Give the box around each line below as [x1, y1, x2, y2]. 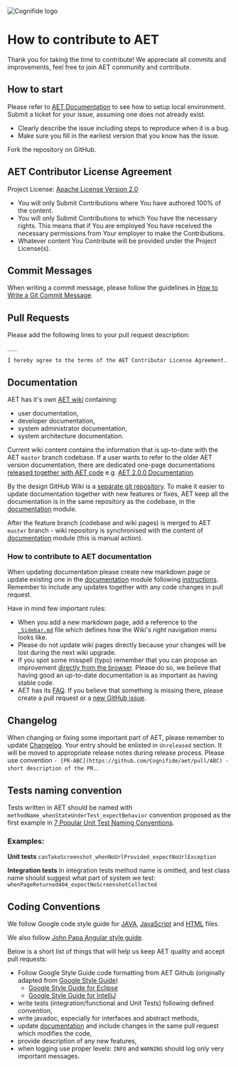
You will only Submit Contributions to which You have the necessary [17, 214, 217, 222]
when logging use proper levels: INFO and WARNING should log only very [17, 1044, 225, 1053]
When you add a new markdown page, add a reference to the [17, 618, 198, 627]
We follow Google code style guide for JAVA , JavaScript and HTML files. [7, 919, 220, 928]
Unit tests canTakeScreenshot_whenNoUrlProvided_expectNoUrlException [7, 852, 217, 861]
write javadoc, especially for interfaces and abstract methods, [17, 1014, 200, 1023]
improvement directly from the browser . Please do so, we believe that [17, 664, 222, 672]
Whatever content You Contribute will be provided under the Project [17, 236, 217, 245]
